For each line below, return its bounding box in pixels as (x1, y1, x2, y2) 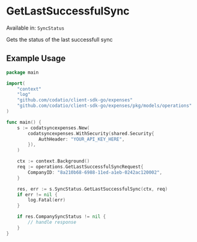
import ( (6, 80, 26, 86)
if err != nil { (17, 191, 58, 197)
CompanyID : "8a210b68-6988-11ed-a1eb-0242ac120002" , (28, 169, 163, 176)
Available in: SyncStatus (6, 24, 65, 31)
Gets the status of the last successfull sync (6, 36, 113, 43)
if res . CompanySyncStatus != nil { (17, 214, 106, 220)
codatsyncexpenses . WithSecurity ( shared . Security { (28, 130, 154, 136)
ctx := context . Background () (17, 158, 90, 164)
